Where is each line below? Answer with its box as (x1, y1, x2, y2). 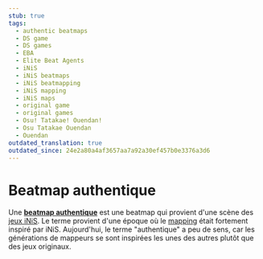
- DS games (15, 42, 52, 50)
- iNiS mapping (15, 86, 67, 95)
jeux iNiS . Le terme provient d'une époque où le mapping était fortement (8, 216, 249, 226)
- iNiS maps (15, 94, 56, 102)
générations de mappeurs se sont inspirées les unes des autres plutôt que (8, 233, 254, 243)
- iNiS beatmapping (15, 79, 81, 87)
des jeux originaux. (8, 242, 72, 252)
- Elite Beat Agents (15, 57, 84, 65)
